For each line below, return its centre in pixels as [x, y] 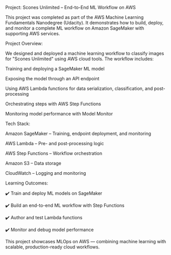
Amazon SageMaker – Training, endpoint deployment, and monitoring [78, 133]
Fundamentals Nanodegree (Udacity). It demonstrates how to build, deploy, [84, 23]
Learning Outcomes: [27, 183]
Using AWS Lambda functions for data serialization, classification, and [79, 88]
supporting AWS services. [33, 33]
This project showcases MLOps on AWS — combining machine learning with [86, 241]
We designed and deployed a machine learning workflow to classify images [85, 53]
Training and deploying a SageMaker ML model [55, 69]
